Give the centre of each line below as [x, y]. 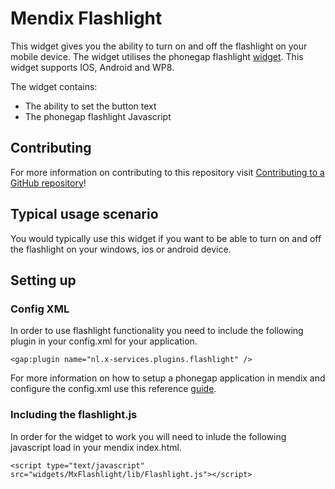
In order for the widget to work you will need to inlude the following [148, 436]
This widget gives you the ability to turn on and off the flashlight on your [159, 46]
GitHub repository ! [48, 183]
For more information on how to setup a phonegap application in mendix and [168, 378]
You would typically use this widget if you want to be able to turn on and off [166, 238]
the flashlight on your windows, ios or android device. [121, 249]
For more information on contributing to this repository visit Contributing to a [167, 172]
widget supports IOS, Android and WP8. [92, 67]
